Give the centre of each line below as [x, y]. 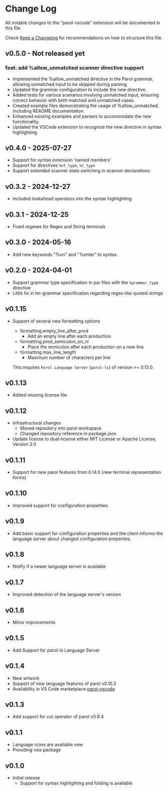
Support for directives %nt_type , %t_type [54, 165]
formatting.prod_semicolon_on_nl [54, 341]
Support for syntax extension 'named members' [62, 160]
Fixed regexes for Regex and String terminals [59, 227]
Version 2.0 [24, 444]
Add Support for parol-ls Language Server [56, 650]
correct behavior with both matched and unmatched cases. [74, 100]
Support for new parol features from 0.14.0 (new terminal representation [87, 472]
